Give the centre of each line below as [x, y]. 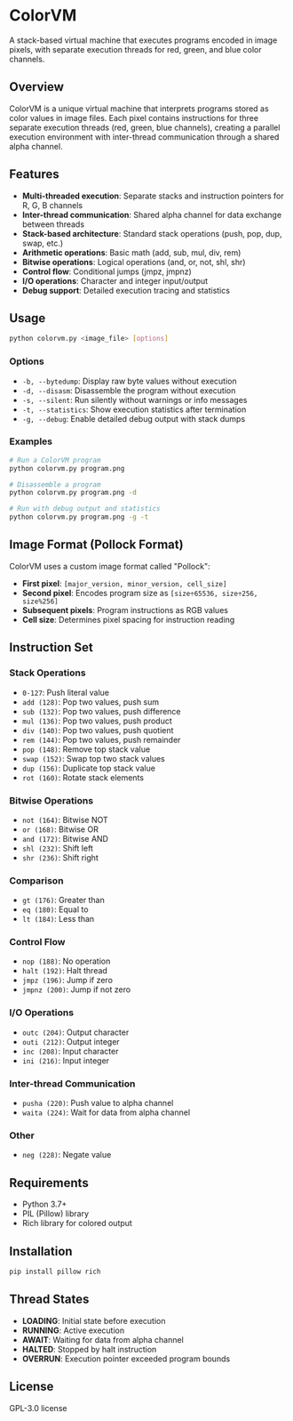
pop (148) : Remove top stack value [86, 749]
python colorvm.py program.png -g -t [79, 517]
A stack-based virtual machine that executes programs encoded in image [143, 40]
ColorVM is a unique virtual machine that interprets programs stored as [139, 109]
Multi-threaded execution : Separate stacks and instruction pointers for [153, 196]
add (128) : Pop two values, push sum [91, 702]
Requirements [49, 1183]
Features [34, 174]
